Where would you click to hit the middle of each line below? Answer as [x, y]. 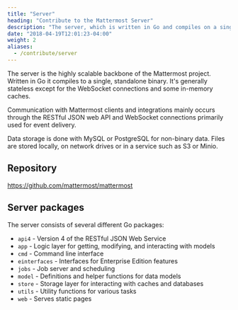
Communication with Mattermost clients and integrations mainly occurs [112, 110]
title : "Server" [31, 14]
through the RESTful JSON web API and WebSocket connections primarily [115, 117]
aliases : [20, 47]
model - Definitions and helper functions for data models [99, 276]
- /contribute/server [46, 54]
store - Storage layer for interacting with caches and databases [110, 283]
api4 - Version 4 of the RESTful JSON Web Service [92, 239]
